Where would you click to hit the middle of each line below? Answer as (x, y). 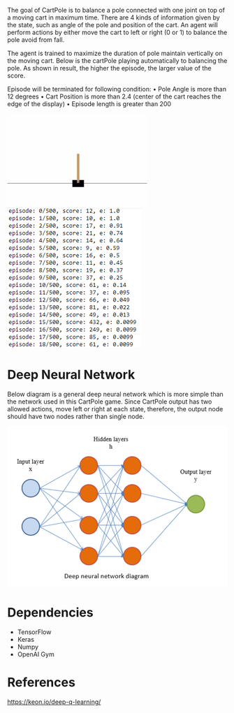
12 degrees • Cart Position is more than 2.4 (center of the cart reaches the (114, 96)
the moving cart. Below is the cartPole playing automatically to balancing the (117, 61)
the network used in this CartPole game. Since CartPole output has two (110, 402)
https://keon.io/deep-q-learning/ (54, 702)
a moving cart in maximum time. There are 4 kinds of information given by (114, 17)
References (41, 683)
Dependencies (50, 613)
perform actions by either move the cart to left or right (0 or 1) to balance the (117, 32)
